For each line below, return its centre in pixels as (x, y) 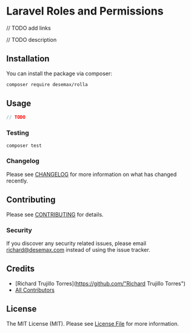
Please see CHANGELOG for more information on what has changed (92, 174)
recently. (17, 181)
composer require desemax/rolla (47, 84)
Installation (28, 59)
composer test (24, 146)
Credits (21, 269)
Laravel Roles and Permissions (85, 11)
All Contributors (35, 290)
